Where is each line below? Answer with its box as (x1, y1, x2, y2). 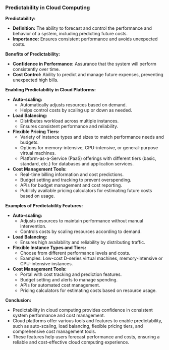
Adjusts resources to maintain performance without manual (20, 218, 144, 224)
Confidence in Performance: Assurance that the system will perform (12, 61, 156, 67)
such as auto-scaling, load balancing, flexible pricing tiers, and (12, 323, 143, 329)
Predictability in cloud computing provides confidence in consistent (12, 307, 153, 313)
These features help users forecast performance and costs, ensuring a (12, 334, 160, 340)
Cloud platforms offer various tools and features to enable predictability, (12, 318, 162, 324)
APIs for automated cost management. (20, 282, 100, 288)
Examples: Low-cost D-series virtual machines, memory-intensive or (20, 255, 163, 261)
